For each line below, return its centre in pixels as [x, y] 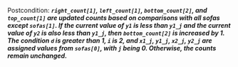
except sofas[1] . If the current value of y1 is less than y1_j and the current [119, 25]
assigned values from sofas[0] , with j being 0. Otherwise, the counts [112, 48]
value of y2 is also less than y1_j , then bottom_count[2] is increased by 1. [116, 33]
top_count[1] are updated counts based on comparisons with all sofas [114, 18]
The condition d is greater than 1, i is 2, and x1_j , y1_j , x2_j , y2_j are [110, 41]
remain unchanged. [37, 56]
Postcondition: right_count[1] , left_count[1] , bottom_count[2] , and [108, 10]
